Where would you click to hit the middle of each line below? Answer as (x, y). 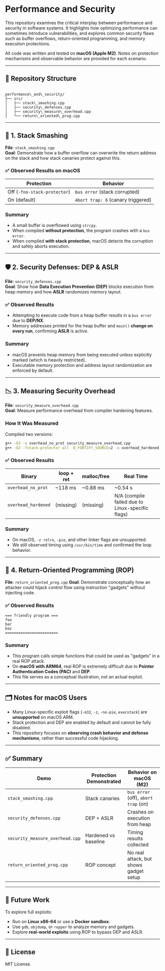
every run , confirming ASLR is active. (50, 331)
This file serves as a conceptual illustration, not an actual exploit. (78, 677)
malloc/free (96, 476)
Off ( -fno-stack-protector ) (39, 192)
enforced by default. (33, 370)
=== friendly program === (31, 616)
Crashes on (140, 812)
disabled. (21, 728)
